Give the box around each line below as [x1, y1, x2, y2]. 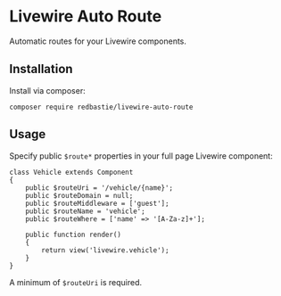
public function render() [25, 230, 122, 239]
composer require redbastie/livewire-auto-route [9, 103, 194, 111]
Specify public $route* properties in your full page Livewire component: [9, 150, 274, 161]
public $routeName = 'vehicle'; [25, 207, 145, 216]
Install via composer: [9, 85, 87, 95]
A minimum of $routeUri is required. [9, 276, 143, 287]
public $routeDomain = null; [25, 191, 134, 200]
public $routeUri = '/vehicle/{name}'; [25, 183, 174, 193]
